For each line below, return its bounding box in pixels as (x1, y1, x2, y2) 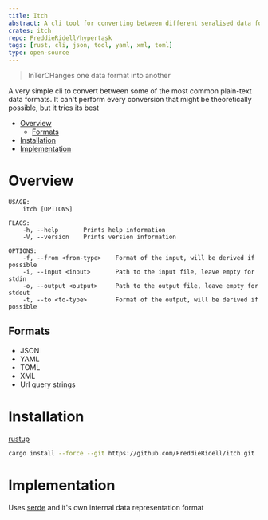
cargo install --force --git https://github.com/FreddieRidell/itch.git (8, 449, 255, 457)
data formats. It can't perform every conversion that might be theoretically (8, 95, 253, 104)
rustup (8, 434, 30, 443)
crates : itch (8, 26, 52, 34)
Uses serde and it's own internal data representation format (8, 502, 204, 512)
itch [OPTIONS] (22, 205, 73, 213)
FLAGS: (8, 219, 30, 227)
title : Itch (8, 11, 48, 20)
